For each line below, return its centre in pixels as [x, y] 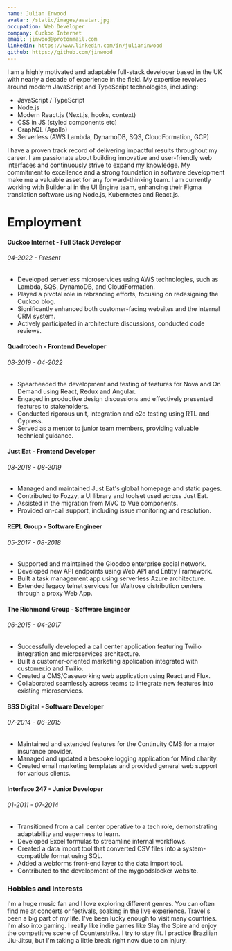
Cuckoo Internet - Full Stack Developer [64, 242]
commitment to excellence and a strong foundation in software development [116, 172]
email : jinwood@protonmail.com [52, 39]
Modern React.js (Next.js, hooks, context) [77, 114]
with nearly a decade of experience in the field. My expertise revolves [107, 79]
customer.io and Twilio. [50, 668]
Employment [44, 223]
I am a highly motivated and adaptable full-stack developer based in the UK [115, 72]
